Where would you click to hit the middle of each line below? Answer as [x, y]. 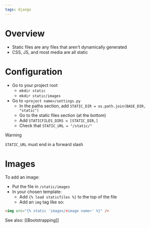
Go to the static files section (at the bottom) [63, 115]
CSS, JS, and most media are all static [50, 52]
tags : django [18, 9]
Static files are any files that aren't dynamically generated [69, 47]
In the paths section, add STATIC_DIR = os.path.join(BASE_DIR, [82, 106]
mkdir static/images [40, 96]
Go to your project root [35, 85]
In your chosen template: [37, 192]
